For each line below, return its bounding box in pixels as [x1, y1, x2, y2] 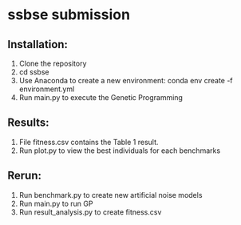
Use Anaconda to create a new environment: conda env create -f [18, 76, 233, 85]
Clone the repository [18, 58, 87, 68]
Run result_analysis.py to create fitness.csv [18, 207, 162, 217]
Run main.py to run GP [18, 199, 93, 208]
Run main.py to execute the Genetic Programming [18, 93, 183, 102]
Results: [7, 116, 49, 130]
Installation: [7, 38, 69, 51]
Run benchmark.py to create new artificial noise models [18, 190, 203, 199]
